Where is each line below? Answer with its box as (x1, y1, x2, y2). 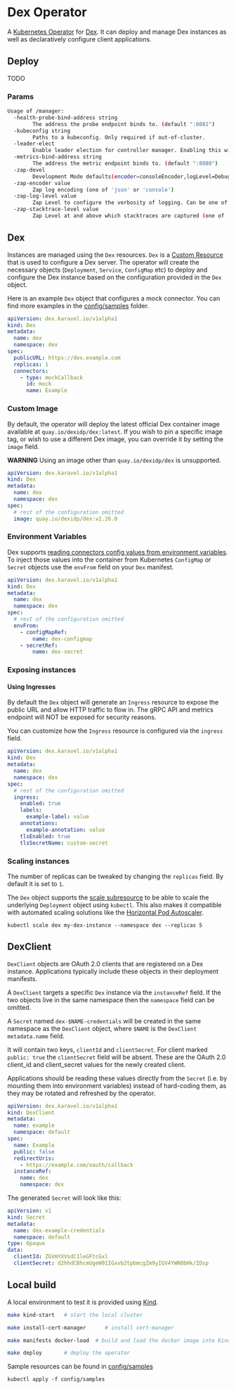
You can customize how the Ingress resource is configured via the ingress (7, 726, 223, 735)
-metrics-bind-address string (13, 153, 102, 160)
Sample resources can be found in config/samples (7, 1363, 153, 1371)
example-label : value (25, 814, 90, 821)
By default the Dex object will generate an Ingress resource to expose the (7, 698, 219, 707)
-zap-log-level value (13, 193, 77, 200)
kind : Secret (7, 1213, 46, 1221)
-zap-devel (13, 166, 46, 173)
